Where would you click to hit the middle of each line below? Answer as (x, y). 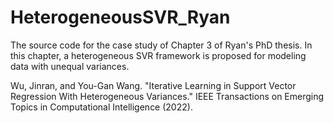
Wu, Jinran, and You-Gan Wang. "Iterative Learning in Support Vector (153, 85)
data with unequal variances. (70, 66)
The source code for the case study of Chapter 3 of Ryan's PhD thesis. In (161, 45)
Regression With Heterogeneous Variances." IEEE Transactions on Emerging (167, 96)
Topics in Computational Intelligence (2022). (101, 107)
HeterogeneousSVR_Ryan (120, 17)
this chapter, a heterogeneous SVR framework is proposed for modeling (158, 55)
